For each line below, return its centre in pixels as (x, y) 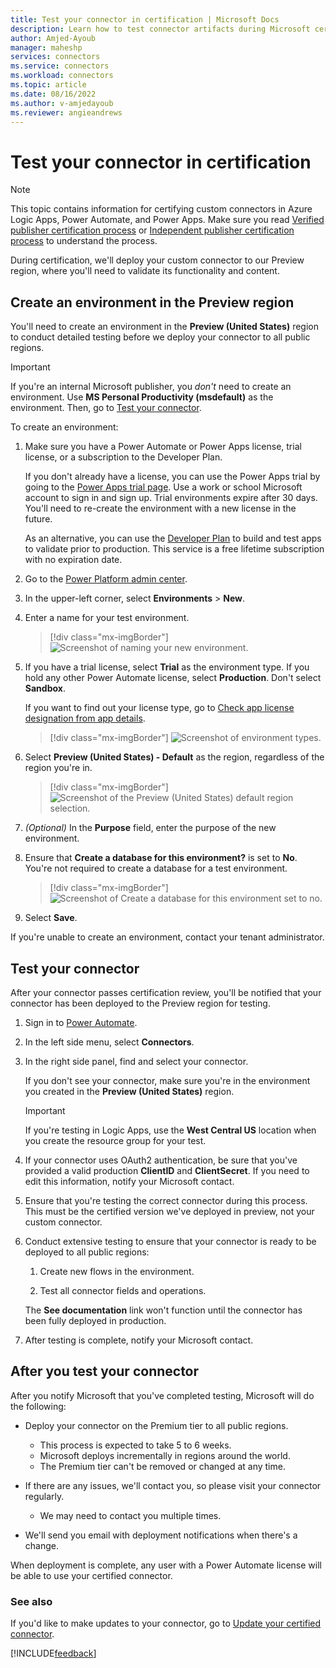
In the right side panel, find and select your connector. (136, 1061)
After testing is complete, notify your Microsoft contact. (139, 1340)
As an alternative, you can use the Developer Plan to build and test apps (173, 538)
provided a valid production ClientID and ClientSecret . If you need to (167, 1170)
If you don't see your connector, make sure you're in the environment (167, 1080)
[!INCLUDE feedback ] (53, 1653)
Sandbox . (45, 688)
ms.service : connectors (60, 66)
